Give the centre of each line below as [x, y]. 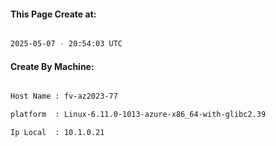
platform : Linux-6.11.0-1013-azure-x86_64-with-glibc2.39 [138, 115]
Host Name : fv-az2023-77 [64, 96]
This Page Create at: [53, 14]
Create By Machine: [52, 66]
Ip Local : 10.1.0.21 [57, 133]
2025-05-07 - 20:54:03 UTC [66, 44]
